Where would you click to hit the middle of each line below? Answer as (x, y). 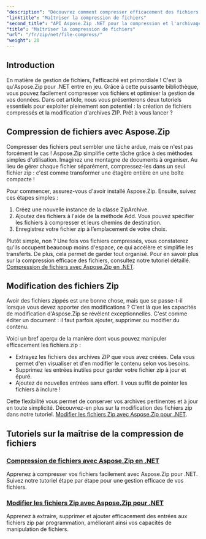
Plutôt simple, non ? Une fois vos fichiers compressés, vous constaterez (97, 241)
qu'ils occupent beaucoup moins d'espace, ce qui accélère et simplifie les (100, 247)
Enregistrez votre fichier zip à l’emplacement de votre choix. (91, 229)
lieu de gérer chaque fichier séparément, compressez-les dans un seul (96, 166)
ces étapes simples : (32, 197)
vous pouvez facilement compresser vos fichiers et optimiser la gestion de (101, 93)
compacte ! (21, 179)
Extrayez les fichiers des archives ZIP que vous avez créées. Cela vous (105, 357)
